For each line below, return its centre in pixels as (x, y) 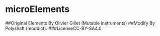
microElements (37, 9)
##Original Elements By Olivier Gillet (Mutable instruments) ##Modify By (80, 23)
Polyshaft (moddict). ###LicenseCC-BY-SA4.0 (53, 28)
